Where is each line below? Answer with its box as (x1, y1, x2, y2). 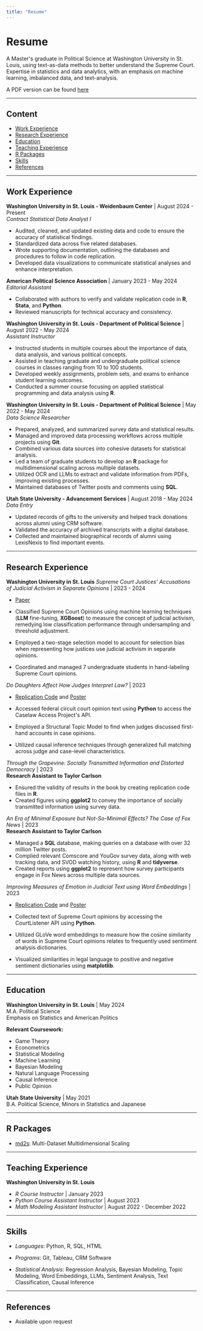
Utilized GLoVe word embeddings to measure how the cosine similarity (14, 931, 192, 938)
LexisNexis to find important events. (14, 539, 105, 547)
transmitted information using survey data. (14, 803, 121, 810)
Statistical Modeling (14, 1050, 65, 1057)
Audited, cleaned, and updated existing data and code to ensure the (14, 227, 185, 234)
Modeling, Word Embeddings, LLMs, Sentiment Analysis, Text (14, 1272, 169, 1280)
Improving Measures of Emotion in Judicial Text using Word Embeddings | (6, 883, 191, 890)
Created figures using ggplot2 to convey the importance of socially (14, 797, 183, 804)
